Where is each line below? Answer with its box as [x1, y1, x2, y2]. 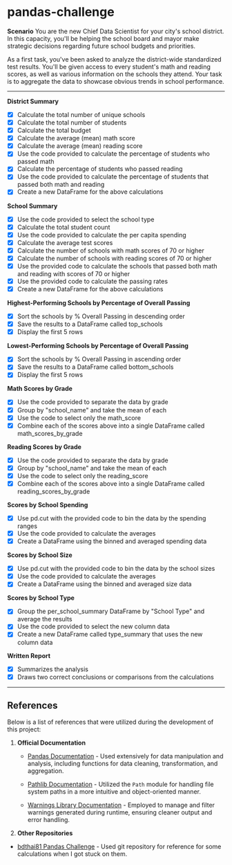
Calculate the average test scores [17, 238, 113, 246]
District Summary [7, 97, 59, 105]
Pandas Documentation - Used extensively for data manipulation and [27, 752, 224, 761]
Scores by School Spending [7, 500, 88, 509]
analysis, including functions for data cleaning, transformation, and [27, 759, 218, 768]
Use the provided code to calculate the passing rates [17, 277, 168, 285]
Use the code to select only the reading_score [17, 471, 148, 480]
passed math [17, 157, 55, 166]
